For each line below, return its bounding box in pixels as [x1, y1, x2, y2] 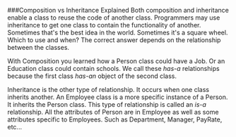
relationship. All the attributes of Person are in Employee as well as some [7, 108, 219, 116]
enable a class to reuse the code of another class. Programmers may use [7, 13, 220, 22]
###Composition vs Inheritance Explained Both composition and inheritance [7, 6, 230, 14]
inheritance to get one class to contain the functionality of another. [7, 21, 201, 29]
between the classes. [7, 44, 69, 51]
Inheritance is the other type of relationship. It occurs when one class [7, 86, 210, 93]
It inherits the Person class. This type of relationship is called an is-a [7, 100, 207, 108]
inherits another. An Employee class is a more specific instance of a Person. [7, 93, 228, 101]
